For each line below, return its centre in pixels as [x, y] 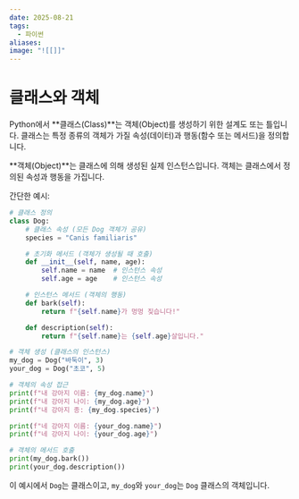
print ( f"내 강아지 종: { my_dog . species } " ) [85, 410]
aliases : [25, 42]
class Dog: [29, 221]
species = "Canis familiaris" [82, 238]
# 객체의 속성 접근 [39, 385]
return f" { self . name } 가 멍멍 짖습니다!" [111, 311]
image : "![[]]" [37, 51]
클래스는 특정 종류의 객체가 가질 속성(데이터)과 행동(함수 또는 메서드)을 [143, 136]
